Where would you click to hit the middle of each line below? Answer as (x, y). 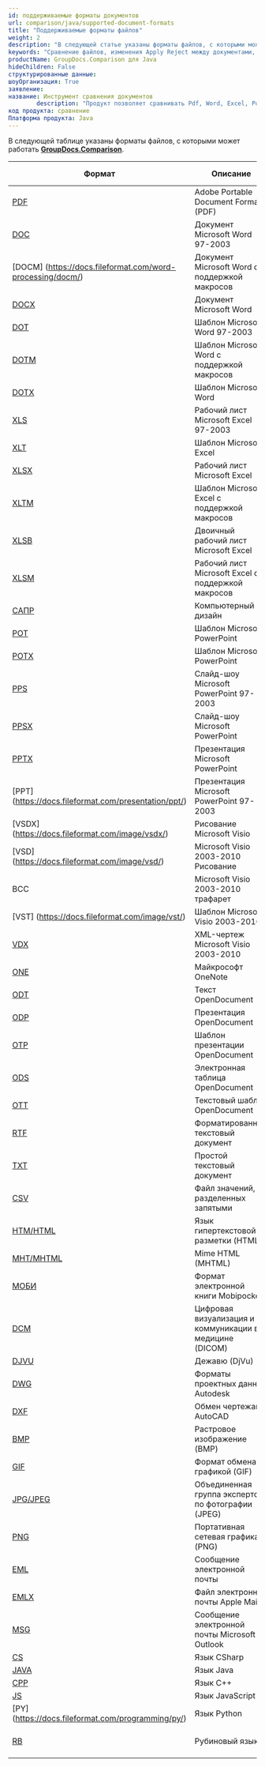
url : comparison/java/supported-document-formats (91, 23)
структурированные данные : (52, 74)
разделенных (220, 1197)
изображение (220, 1438)
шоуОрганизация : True (44, 81)
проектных (215, 1383)
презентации (219, 1045)
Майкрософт (219, 967)
